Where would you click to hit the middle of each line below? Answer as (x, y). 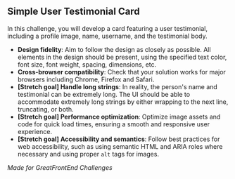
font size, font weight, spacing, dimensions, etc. (87, 64)
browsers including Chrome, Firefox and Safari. (86, 79)
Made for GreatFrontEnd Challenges (60, 167)
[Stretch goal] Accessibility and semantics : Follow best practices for (119, 139)
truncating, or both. (45, 109)
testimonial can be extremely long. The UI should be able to (104, 94)
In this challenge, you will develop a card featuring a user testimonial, (108, 28)
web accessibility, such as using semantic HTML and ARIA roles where (120, 146)
